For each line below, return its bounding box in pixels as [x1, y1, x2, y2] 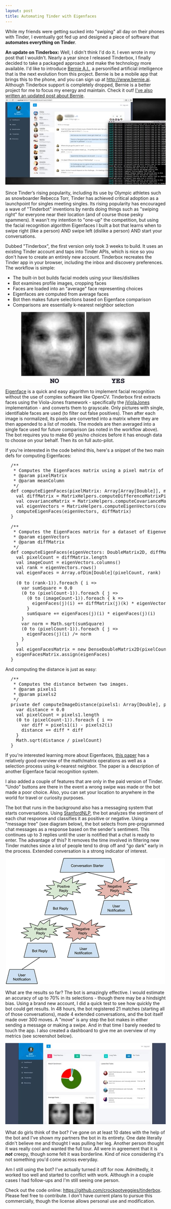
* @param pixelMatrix [13, 473, 67, 478]
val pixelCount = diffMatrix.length [16, 554, 108, 560]
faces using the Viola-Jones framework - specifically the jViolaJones [5, 399, 150, 405]
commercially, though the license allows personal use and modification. [5, 1198, 155, 1204]
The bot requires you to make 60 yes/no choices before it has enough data [5, 432, 162, 438]
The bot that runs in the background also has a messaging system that [5, 804, 153, 810]
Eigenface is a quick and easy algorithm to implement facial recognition [5, 388, 155, 394]
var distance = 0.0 [16, 707, 65, 712]
